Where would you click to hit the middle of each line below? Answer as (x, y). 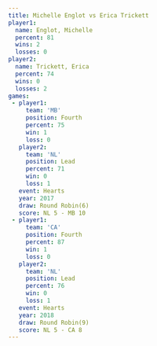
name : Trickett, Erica (52, 67)
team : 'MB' (43, 111)
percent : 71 (45, 169)
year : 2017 (37, 198)
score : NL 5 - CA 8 (50, 330)
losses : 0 (31, 52)
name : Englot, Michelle (54, 30)
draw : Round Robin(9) (54, 322)
